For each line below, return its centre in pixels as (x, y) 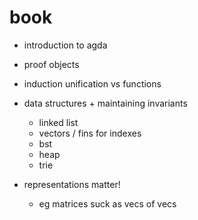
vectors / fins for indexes (90, 133)
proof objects (51, 64)
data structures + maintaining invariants (105, 103)
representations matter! (72, 184)
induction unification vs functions (92, 83)
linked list (58, 122)
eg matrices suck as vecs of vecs (107, 203)
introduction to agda (65, 45)
